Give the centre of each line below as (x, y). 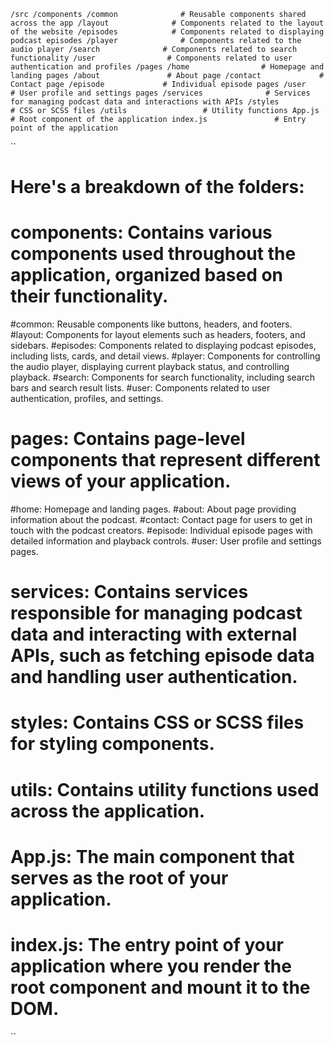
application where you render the (151, 966)
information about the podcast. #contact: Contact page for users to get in (161, 520)
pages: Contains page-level (128, 439)
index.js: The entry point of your (147, 945)
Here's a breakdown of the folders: (157, 187)
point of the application (64, 128)
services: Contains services (129, 592)
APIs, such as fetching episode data (162, 656)
